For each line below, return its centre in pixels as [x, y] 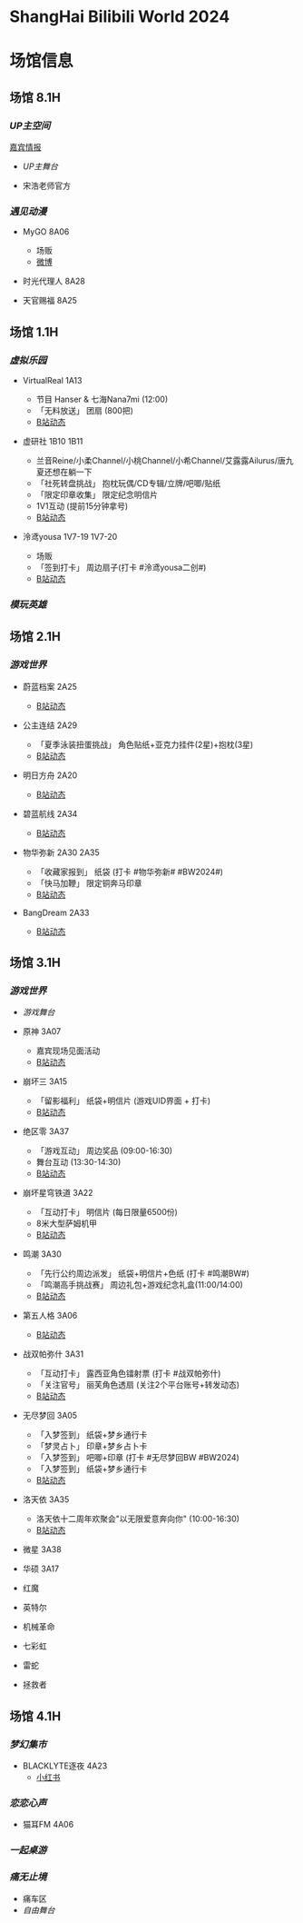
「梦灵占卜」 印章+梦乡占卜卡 [92, 1446]
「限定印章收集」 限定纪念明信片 [97, 495]
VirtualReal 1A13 [52, 381]
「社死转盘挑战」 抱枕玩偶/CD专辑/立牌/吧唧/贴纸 [128, 483]
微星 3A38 [42, 1549]
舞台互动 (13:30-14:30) [78, 1162]
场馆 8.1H [35, 97]
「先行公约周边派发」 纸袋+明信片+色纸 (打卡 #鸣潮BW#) [142, 1273]
